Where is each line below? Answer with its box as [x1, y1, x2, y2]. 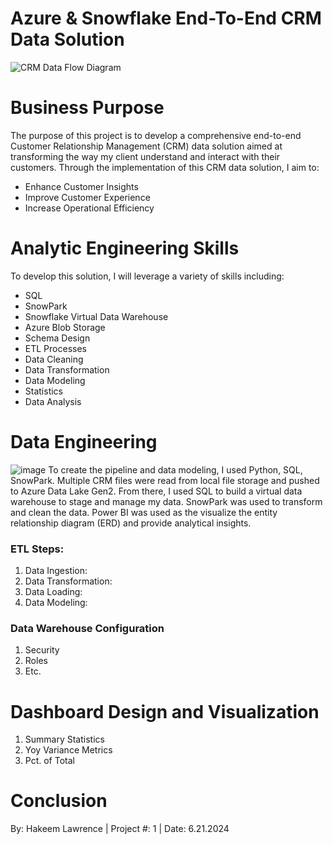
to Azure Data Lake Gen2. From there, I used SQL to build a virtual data [10, 485, 303, 497]
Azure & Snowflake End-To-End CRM [10, 7, 322, 30]
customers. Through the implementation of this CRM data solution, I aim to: [10, 161, 320, 173]
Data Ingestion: [24, 565, 88, 577]
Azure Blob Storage [24, 321, 106, 333]
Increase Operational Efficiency [24, 202, 155, 214]
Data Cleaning [24, 353, 84, 365]
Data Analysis [24, 395, 82, 407]
